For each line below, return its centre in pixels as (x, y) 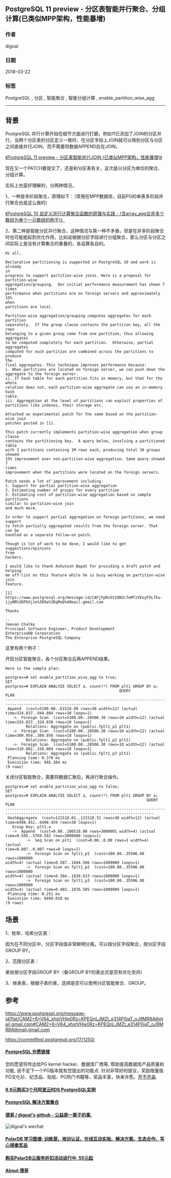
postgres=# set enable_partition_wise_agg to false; (62, 787)
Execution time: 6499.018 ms (38, 898)
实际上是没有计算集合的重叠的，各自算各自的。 (59, 244)
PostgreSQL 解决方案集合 (32, 1102)
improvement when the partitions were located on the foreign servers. (83, 472)
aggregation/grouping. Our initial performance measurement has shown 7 (85, 285)
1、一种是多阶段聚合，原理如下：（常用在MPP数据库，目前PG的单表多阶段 (82, 196)
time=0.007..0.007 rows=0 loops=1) (43, 849)
